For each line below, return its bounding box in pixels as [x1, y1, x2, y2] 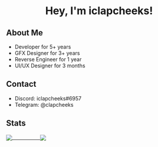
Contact [6, 79, 37, 89]
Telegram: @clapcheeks [14, 101, 74, 108]
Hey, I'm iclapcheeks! [45, 4, 153, 18]
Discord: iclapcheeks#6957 [14, 94, 81, 102]
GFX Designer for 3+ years [14, 50, 80, 57]
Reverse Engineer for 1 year [14, 56, 82, 63]
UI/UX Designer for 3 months [14, 62, 85, 69]
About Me [6, 28, 43, 38]
